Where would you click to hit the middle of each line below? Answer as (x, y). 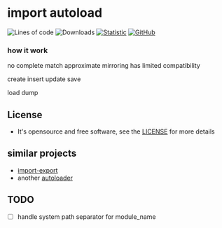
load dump (23, 93)
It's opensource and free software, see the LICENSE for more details (116, 131)
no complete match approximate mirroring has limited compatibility (104, 66)
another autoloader (45, 178)
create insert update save (44, 79)
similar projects (42, 154)
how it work (28, 50)
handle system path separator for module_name (86, 216)
